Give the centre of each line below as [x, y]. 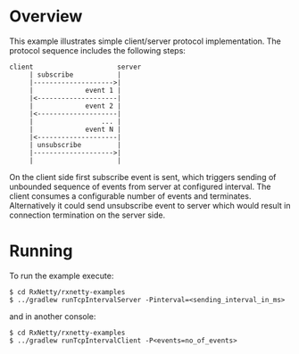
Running [41, 251]
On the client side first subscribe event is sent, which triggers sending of [143, 177]
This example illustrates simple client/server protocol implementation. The [145, 41]
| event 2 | [75, 106]
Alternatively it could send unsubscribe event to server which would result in [150, 205]
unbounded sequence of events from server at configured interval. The [140, 186]
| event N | [75, 129]
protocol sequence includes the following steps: [97, 50]
